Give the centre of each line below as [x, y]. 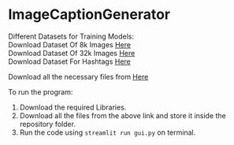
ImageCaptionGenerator [89, 15]
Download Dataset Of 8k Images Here [70, 44]
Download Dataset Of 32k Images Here [72, 53]
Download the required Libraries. [73, 107]
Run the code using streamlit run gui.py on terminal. [108, 132]
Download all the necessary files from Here [78, 76]
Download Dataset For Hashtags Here [70, 61]
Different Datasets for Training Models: [71, 36]
